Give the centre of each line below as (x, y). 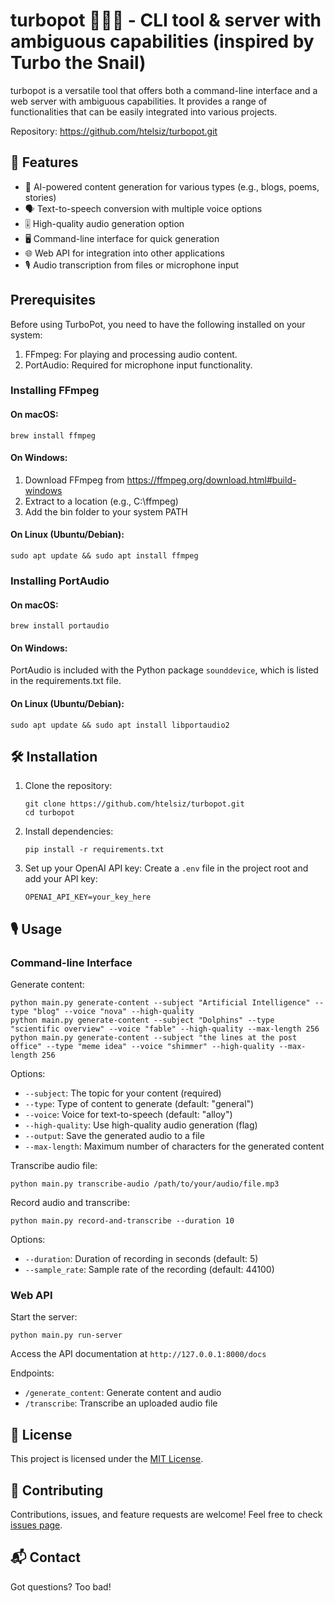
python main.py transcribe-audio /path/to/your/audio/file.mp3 (145, 1184)
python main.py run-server (66, 1335)
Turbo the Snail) (78, 63)
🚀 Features (44, 162)
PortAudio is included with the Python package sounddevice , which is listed (164, 670)
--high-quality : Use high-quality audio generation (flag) (141, 1125)
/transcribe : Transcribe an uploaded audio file (121, 1403)
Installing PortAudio (60, 581)
